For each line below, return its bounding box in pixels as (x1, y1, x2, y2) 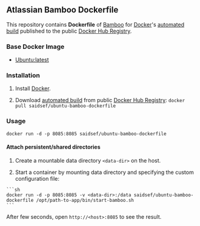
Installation (6, 71, 41, 80)
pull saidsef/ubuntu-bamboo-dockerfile (15, 103, 116, 109)
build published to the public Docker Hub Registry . (6, 27, 132, 34)
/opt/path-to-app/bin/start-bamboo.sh (36, 197, 135, 203)
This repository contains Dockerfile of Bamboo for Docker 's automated (6, 21, 185, 28)
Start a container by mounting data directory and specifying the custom (15, 169, 194, 176)
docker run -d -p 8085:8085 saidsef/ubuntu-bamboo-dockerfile (6, 131, 167, 137)
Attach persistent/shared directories (6, 143, 101, 150)
